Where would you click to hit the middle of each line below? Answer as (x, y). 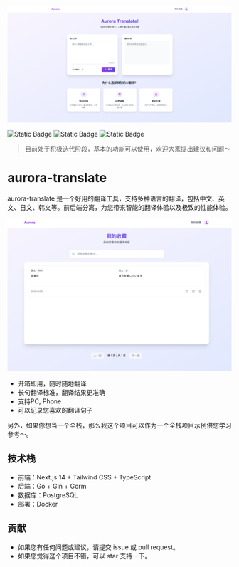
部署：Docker (38, 504)
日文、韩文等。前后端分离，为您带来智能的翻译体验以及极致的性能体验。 (126, 207)
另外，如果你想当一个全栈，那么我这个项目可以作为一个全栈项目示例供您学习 (119, 425)
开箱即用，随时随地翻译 (52, 383)
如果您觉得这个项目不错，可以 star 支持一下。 (84, 556)
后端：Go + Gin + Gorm (52, 486)
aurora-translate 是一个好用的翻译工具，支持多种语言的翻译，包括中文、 (113, 198)
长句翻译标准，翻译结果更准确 (61, 393)
